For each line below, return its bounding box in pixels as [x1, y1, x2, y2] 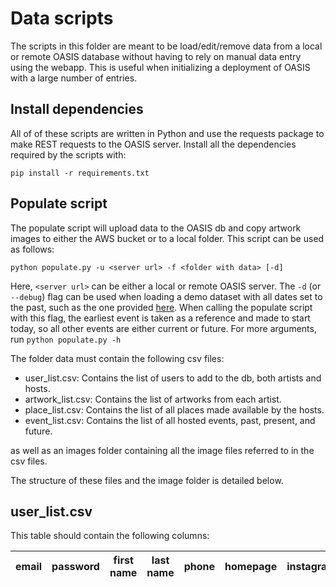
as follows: [10, 243, 55, 255]
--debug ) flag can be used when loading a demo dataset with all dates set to [10, 290, 323, 302]
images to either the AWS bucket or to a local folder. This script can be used [10, 232, 325, 244]
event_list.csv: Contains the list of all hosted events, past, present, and [24, 414, 316, 426]
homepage [224, 560, 278, 574]
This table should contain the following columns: [10, 530, 210, 542]
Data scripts [10, 7, 114, 30]
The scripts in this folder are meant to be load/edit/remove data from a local [10, 40, 323, 52]
